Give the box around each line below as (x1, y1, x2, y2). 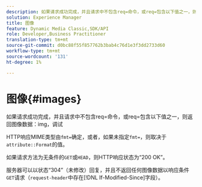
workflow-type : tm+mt (6, 48, 61, 54)
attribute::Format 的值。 (6, 141, 68, 148)
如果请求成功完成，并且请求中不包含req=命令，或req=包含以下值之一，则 (6, 113, 188, 120)
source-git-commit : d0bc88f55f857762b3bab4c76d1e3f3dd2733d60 (6, 43, 165, 49)
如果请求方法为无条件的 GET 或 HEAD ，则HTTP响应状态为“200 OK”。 (6, 154, 168, 161)
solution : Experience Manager (6, 14, 82, 20)
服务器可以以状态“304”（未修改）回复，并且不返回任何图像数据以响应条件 (6, 167, 189, 174)
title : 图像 (6, 20, 34, 26)
